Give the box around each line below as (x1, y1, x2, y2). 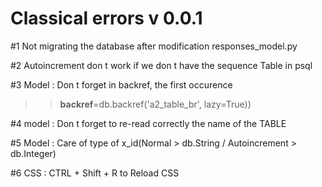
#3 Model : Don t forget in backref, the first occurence (10, 78, 233, 91)
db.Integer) (10, 147, 57, 159)
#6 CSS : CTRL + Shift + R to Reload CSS (10, 167, 180, 179)
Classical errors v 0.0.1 (10, 7, 203, 30)
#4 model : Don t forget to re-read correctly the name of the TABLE (10, 117, 287, 129)
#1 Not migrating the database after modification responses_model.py (10, 40, 298, 52)
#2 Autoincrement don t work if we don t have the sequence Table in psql (10, 59, 313, 71)
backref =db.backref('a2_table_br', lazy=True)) (59, 98, 252, 110)
